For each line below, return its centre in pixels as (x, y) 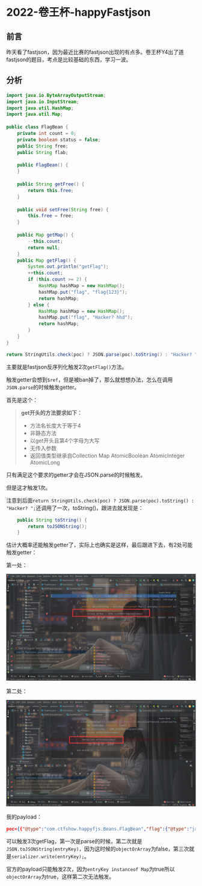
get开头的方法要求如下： (52, 412)
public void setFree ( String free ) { (63, 209)
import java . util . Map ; (35, 114)
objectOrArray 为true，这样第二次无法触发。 (60, 877)
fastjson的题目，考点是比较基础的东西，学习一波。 (69, 60)
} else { (39, 305)
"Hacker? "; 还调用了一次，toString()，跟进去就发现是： (75, 508)
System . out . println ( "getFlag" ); (69, 267)
